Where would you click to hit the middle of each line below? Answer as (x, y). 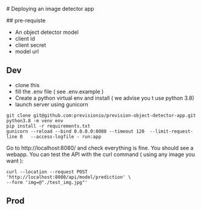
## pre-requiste (26, 20)
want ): (15, 160)
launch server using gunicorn (52, 104)
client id (25, 38)
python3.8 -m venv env (35, 120)
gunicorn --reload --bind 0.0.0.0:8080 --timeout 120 (76, 131)
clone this (27, 85)
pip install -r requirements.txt (48, 126)
